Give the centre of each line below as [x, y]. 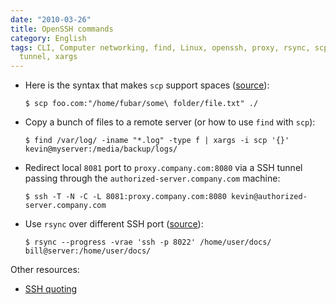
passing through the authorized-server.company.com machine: [152, 178]
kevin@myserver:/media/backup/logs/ [101, 149]
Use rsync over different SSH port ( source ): [114, 224]
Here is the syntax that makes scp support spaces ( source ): [147, 85]
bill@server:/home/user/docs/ [88, 251]
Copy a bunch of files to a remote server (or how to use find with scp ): [170, 122]
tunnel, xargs [48, 57]
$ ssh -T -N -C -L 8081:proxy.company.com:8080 [125, 197]
